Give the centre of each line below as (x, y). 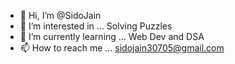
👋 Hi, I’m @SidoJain (60, 15)
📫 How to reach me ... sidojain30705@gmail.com (122, 48)
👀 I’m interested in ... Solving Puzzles (96, 26)
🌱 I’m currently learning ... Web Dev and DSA (112, 36)
